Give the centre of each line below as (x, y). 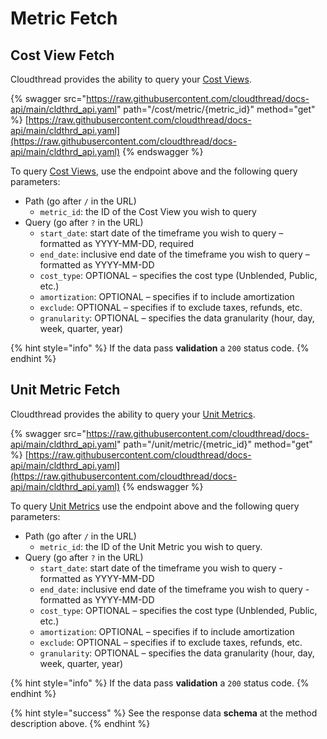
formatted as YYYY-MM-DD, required (117, 243)
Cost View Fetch (62, 55)
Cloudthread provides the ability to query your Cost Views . (131, 79)
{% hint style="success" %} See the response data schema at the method (164, 713)
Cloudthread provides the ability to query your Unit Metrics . (133, 414)
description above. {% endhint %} (80, 723)
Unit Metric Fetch (65, 390)
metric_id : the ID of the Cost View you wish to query (148, 211)
